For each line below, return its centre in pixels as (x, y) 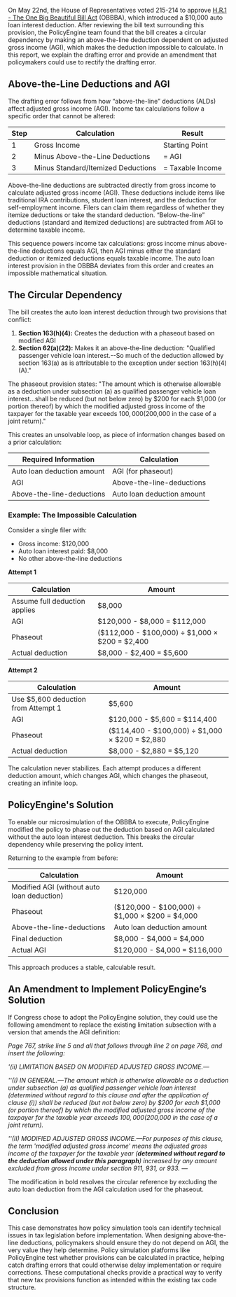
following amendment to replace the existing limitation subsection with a (112, 1025)
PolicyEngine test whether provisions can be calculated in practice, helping (116, 1258)
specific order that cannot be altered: (62, 116)
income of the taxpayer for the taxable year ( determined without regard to (117, 1153)
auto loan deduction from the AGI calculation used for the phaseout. (106, 1189)
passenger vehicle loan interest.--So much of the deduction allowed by (121, 355)
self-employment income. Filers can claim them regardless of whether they (116, 207)
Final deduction (37, 938)
